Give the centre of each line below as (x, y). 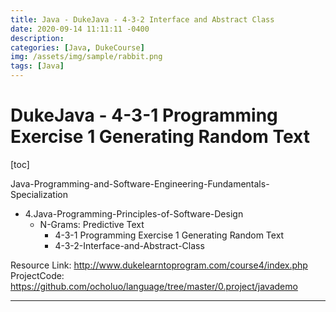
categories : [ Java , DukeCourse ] (77, 47)
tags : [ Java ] (37, 66)
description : (37, 38)
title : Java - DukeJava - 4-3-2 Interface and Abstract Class (142, 19)
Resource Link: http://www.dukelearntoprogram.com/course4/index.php (159, 265)
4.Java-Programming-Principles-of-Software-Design (134, 213)
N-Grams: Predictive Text (92, 224)
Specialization (39, 194)
